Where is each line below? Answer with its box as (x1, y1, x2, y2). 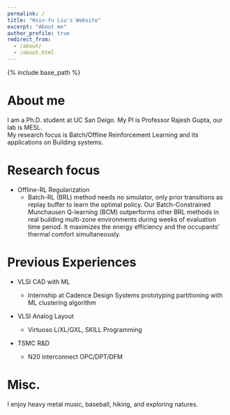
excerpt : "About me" (7, 23, 68, 30)
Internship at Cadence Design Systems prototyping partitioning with (27, 291, 223, 299)
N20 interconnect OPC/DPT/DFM (27, 352, 123, 361)
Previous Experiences (7, 254, 137, 270)
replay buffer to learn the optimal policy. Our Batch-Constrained (27, 200, 211, 209)
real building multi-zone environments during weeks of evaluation (27, 215, 217, 223)
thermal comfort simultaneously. (27, 229, 121, 238)
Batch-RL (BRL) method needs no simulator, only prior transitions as (27, 193, 223, 201)
